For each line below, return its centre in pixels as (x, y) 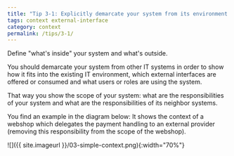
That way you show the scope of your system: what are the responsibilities (116, 96)
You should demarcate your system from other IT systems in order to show (116, 67)
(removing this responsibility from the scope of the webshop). (97, 131)
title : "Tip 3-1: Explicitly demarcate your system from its (99, 14)
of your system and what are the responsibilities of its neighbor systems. (112, 103)
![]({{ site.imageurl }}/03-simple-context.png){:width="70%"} (96, 145)
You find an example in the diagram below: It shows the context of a (105, 117)
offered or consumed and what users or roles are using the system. (105, 82)
